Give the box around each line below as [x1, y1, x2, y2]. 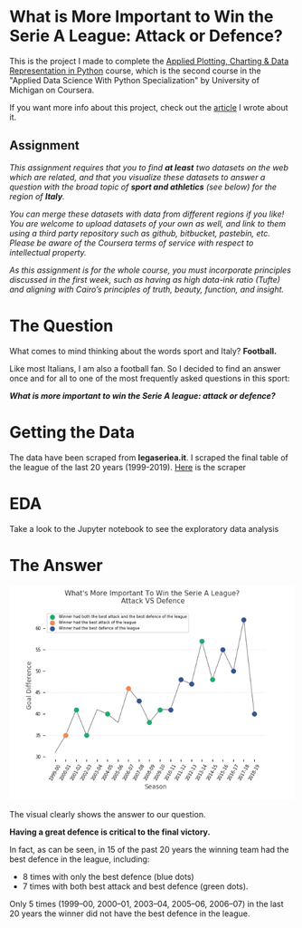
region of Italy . [9, 190, 65, 201]
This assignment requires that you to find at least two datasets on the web [9, 161, 289, 173]
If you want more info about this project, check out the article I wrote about [9, 101, 288, 112]
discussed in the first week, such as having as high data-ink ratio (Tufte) [9, 274, 280, 285]
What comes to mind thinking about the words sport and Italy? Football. [9, 345, 278, 356]
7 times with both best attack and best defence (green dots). [22, 881, 249, 892]
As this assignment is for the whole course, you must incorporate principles [9, 265, 292, 275]
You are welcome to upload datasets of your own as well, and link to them [9, 217, 287, 228]
